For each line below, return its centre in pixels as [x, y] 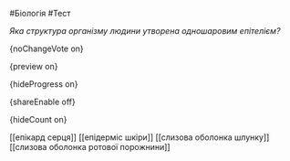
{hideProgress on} [44, 84]
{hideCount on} [38, 119]
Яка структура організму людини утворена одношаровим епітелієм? [145, 31]
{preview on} [34, 66]
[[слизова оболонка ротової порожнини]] [90, 147]
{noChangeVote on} [47, 48]
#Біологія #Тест [40, 13]
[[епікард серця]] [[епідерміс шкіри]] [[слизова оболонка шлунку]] [140, 137]
